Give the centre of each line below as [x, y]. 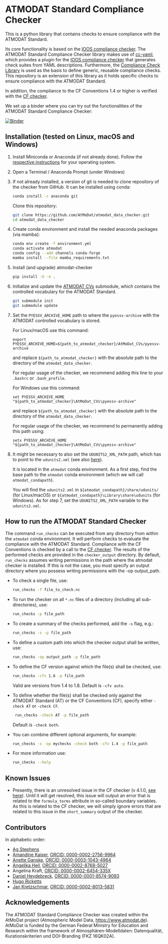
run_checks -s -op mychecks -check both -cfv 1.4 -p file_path [80, 744]
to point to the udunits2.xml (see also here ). [58, 459]
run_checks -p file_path [38, 614]
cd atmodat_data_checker [38, 220]
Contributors [26, 828]
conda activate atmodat [37, 248]
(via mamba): [26, 234]
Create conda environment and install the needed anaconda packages [85, 229]
